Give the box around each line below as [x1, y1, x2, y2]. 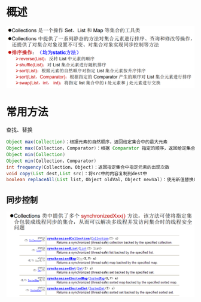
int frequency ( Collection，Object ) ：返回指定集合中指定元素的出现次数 [6, 164, 170, 170]
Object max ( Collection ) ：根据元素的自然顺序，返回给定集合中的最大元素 [6, 139, 168, 145]
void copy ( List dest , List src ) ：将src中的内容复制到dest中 [6, 170, 148, 176]
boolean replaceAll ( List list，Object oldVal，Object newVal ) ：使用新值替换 [6, 177, 194, 183]
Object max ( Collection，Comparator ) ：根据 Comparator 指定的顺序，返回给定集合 [6, 145, 196, 151]
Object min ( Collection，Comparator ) [6, 158, 97, 164]
